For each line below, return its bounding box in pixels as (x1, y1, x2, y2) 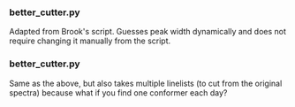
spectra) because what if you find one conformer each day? (9, 87, 228, 98)
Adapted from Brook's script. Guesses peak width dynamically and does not (9, 27, 287, 37)
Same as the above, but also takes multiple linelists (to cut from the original (9, 78, 283, 88)
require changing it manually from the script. (9, 35, 171, 46)
